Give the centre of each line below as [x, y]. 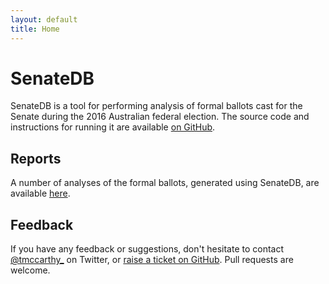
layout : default [44, 19]
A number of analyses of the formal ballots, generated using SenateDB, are [165, 183]
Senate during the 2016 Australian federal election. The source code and [160, 117]
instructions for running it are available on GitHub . [113, 127]
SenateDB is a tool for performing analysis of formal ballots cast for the [156, 106]
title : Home [35, 29]
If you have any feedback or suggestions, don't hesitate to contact [147, 249]
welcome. [30, 270]
